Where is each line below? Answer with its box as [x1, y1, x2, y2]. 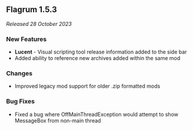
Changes [6, 69, 33, 78]
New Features [6, 35, 47, 43]
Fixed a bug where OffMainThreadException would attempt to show [14, 111, 178, 118]
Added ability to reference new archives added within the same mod [14, 55, 181, 62]
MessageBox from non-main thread [14, 117, 101, 124]
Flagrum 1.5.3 [6, 5, 57, 15]
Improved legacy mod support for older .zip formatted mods [14, 82, 161, 90]
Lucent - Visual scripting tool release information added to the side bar [14, 48, 187, 55]
